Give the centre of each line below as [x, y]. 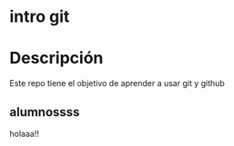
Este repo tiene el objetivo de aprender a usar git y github [117, 83]
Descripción [56, 58]
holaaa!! [24, 133]
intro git [40, 17]
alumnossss [45, 112]
